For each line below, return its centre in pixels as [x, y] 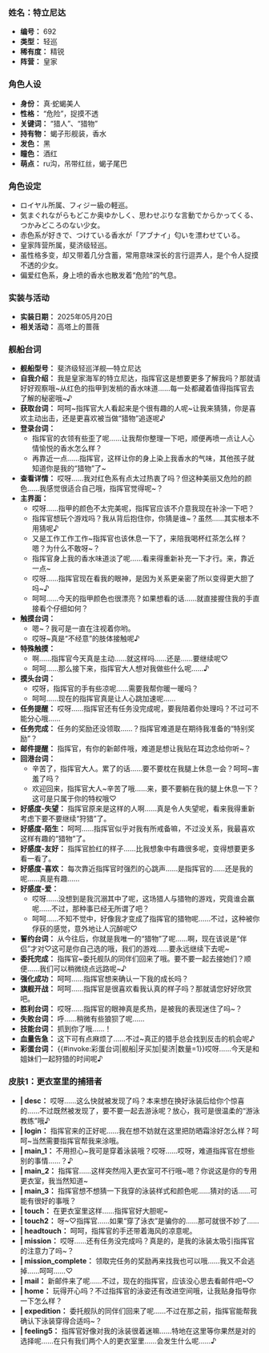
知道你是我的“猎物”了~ [69, 468]
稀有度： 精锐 [42, 52]
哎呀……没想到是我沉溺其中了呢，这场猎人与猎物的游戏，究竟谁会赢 [143, 899]
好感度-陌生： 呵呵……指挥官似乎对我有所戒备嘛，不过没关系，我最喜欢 [137, 829]
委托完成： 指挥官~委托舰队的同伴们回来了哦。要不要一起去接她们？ [132, 959]
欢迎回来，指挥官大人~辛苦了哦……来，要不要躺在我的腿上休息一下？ [146, 789]
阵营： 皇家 [38, 62]
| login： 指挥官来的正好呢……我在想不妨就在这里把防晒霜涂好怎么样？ [136, 1130]
